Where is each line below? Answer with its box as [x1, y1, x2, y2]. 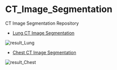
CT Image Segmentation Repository [5, 20, 79, 26]
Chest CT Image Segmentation [12, 49, 76, 55]
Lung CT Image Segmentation [12, 30, 75, 36]
